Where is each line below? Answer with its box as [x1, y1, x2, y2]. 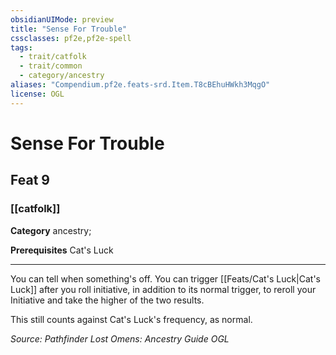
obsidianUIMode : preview [10, 14, 114, 25]
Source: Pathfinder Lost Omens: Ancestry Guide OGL [10, 332, 230, 345]
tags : [10, 42, 33, 53]
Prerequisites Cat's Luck [10, 244, 114, 256]
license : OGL [10, 89, 65, 99]
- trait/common [19, 61, 83, 71]
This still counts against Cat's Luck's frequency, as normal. [10, 313, 253, 325]
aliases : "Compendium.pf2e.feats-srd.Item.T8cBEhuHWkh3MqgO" [10, 80, 271, 90]
